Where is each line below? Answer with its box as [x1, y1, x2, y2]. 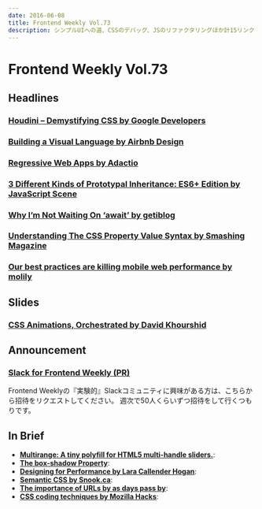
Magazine [8, 240, 47, 251]
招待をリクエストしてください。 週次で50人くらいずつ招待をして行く [14, 396, 238, 406]
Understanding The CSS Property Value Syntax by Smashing [8, 230, 245, 241]
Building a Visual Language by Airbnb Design [8, 136, 184, 147]
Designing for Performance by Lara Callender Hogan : [19, 466, 197, 477]
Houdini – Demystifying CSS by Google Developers [8, 115, 206, 126]
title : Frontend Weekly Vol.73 [8, 19, 111, 27]
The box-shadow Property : [19, 459, 110, 468]
